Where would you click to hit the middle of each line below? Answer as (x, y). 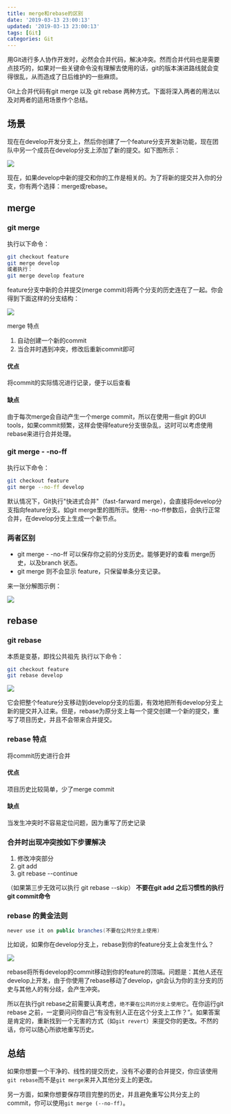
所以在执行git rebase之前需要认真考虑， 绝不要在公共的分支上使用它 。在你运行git (115, 1004)
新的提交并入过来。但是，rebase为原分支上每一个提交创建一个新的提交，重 (113, 711)
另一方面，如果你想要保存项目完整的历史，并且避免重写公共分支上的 (103, 1095)
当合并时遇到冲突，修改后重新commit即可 (76, 349)
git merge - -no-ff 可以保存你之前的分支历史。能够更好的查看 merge (113, 554)
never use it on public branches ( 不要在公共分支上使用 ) (84, 930)
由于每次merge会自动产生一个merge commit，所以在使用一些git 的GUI (107, 416)
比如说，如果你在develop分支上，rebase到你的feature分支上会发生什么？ (111, 944)
